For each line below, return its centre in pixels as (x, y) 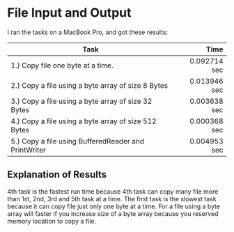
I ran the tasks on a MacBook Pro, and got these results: (88, 32)
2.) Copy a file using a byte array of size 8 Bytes (89, 85)
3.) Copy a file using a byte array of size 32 (81, 101)
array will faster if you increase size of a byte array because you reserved (113, 213)
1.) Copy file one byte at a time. (62, 65)
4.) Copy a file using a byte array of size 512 (84, 121)
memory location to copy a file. (52, 221)
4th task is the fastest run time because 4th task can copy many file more (113, 191)
